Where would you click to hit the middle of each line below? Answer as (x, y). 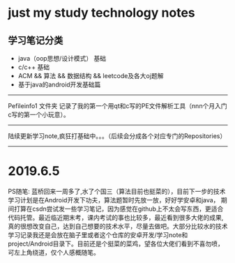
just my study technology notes (101, 13)
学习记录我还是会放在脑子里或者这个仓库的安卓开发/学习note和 (98, 234)
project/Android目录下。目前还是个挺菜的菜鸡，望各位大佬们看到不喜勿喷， (116, 243)
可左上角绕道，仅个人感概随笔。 (54, 252)
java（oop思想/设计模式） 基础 (62, 58)
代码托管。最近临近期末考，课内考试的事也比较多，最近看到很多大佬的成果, (116, 217)
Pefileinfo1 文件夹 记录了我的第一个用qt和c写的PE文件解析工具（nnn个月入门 (117, 106)
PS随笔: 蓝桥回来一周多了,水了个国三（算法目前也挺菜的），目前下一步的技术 (117, 191)
